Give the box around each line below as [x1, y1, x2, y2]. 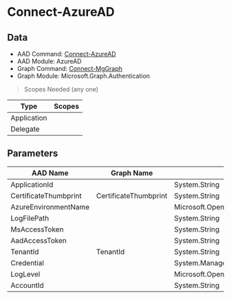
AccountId [10, 280, 45, 290]
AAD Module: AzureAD [16, 57, 82, 65]
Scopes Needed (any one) [23, 85, 98, 93]
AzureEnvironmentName [10, 202, 90, 212]
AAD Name [31, 168, 69, 178]
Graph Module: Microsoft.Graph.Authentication [16, 72, 150, 80]
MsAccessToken [10, 225, 64, 234]
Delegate [10, 125, 40, 134]
